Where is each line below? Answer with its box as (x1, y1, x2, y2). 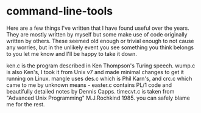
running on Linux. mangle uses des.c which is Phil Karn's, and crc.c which (6, 75, 192, 82)
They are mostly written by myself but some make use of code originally (6, 30, 188, 38)
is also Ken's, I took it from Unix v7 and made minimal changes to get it (6, 68, 184, 75)
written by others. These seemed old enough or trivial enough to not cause (6, 37, 194, 44)
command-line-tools (6, 4, 113, 18)
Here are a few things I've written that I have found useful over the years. (6, 24, 190, 32)
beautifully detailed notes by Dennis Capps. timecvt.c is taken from (6, 87, 175, 95)
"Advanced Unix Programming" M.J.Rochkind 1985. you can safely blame (6, 94, 190, 101)
